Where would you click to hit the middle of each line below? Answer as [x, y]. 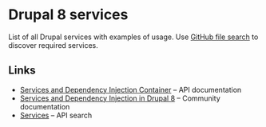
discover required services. [53, 45]
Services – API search [56, 115]
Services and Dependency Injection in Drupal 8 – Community [120, 98]
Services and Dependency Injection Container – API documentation [131, 89]
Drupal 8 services [68, 15]
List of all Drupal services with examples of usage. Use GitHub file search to [133, 37]
